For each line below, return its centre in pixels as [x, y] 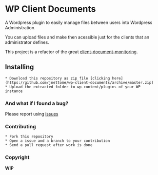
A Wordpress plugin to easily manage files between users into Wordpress [79, 22]
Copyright [17, 157]
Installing [20, 67]
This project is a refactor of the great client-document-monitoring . [71, 52]
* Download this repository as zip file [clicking [58, 78]
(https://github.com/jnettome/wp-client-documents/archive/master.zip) [79, 82]
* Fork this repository [29, 137]
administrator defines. [27, 42]
